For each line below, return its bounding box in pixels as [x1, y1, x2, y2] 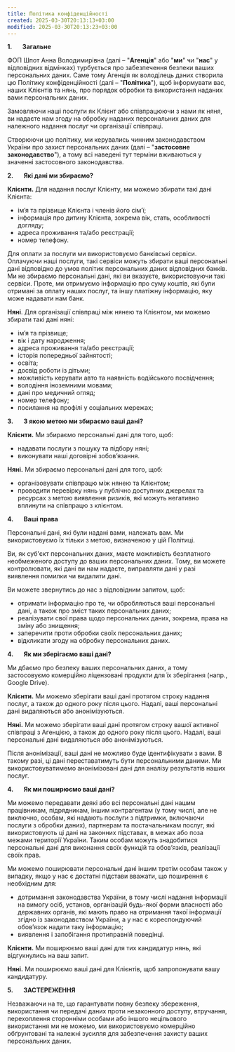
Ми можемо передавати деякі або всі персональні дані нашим [7, 799, 196, 807]
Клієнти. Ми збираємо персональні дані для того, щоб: [7, 431, 174, 439]
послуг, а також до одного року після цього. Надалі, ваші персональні [7, 700, 218, 708]
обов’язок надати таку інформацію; [17, 923, 124, 931]
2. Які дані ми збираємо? [7, 171, 93, 180]
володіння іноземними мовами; [17, 381, 114, 389]
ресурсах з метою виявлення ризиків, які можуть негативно [17, 494, 200, 502]
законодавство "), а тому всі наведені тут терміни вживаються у [7, 150, 202, 159]
